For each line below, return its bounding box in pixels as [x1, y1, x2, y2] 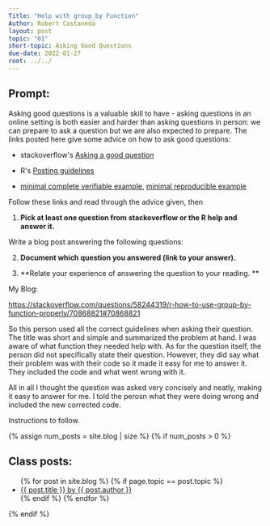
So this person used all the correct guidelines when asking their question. [8, 324, 253, 333]
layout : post [8, 27, 53, 35]
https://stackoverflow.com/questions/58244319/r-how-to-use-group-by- [8, 299, 252, 309]
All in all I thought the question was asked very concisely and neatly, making [8, 382, 263, 392]
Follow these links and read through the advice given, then [8, 197, 204, 206]
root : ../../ [8, 57, 53, 66]
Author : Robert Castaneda [8, 19, 95, 28]
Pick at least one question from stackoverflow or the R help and [19, 212, 238, 223]
